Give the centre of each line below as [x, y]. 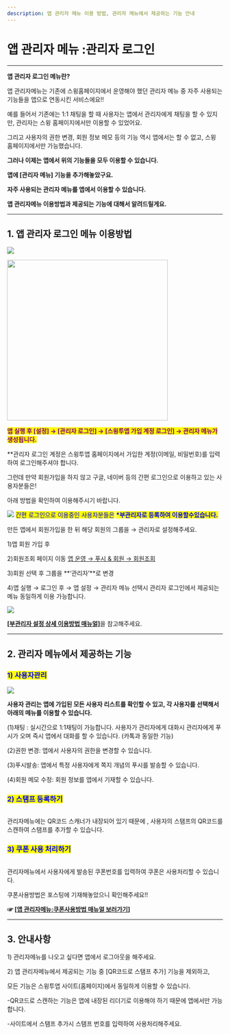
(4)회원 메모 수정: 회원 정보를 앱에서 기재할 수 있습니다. [80, 780]
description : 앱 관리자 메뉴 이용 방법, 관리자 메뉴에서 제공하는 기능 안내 [101, 13]
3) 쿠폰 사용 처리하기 [39, 849]
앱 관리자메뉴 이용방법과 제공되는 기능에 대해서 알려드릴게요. [87, 204]
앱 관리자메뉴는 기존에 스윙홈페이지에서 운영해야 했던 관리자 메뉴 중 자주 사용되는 [115, 90]
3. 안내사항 [29, 939]
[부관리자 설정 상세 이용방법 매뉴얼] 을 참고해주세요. [75, 624]
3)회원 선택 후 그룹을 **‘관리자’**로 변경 [61, 574]
